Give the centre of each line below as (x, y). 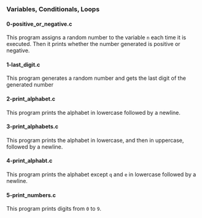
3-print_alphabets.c (33, 127)
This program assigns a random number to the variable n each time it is (96, 37)
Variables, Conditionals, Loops (53, 9)
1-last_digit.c (23, 64)
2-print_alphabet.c (31, 99)
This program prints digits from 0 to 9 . (54, 209)
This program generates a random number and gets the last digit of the (96, 78)
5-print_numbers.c (31, 195)
